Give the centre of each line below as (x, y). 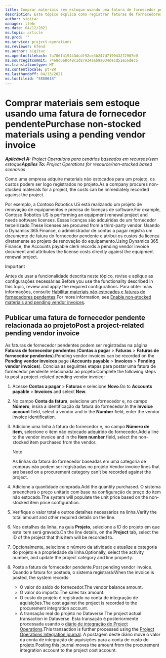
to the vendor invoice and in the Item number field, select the (75, 437)
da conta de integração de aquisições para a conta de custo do (84, 639)
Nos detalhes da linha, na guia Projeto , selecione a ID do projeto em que (86, 526)
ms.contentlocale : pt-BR (31, 70)
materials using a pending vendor (75, 134)
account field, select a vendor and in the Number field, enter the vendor (86, 411)
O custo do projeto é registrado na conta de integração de (79, 597)
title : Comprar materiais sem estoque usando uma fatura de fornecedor (80, 10)
